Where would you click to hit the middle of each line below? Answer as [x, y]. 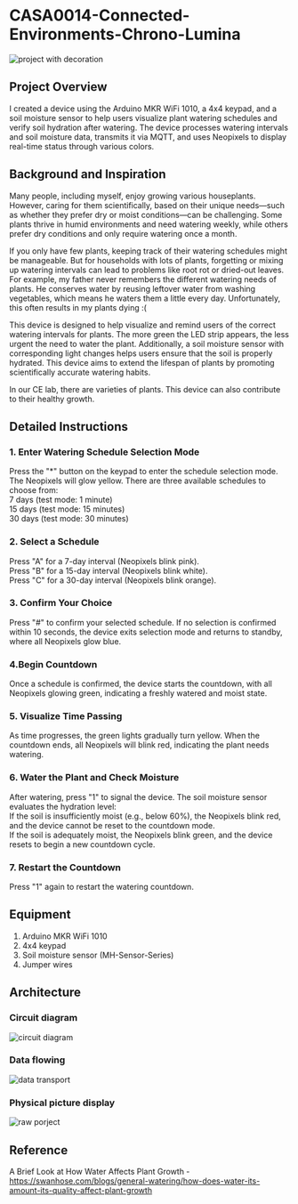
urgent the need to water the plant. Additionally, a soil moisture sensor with [147, 343]
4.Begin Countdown [53, 664]
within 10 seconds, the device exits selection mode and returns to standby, [146, 632]
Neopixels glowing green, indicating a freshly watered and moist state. [138, 693]
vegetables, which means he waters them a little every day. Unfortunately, [145, 298]
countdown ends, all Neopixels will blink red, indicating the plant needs [139, 745]
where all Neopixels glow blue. [65, 641]
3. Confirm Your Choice [61, 603]
